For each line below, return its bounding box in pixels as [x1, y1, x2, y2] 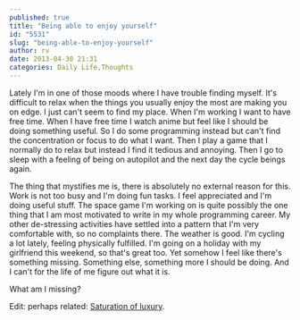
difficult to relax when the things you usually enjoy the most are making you [9, 97, 287, 107]
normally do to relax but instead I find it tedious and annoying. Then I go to [9, 144, 284, 155]
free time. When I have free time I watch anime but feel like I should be [9, 115, 269, 126]
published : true [9, 13, 70, 22]
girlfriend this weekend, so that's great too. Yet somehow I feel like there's [9, 247, 283, 257]
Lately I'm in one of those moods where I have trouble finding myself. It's [9, 87, 278, 98]
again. [9, 163, 33, 174]
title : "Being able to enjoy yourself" [9, 21, 158, 30]
